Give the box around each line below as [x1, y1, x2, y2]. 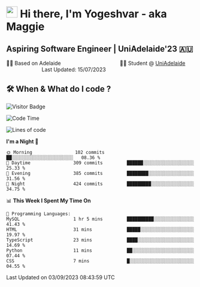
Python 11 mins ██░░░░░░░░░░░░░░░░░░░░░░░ [6, 247, 195, 253]
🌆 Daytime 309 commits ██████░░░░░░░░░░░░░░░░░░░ [6, 159, 195, 166]
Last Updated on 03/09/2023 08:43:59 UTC [6, 273, 115, 281]
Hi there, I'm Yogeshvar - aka [20, 7, 168, 21]
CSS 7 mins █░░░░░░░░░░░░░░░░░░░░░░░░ [6, 258, 195, 264]
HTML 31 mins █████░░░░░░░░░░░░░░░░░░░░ [6, 226, 195, 232]
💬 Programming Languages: [6, 210, 71, 217]
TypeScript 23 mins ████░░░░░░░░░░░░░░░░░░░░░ [6, 237, 195, 243]
